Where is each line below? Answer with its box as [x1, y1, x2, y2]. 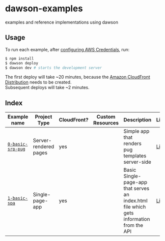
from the [123, 222, 143, 229]
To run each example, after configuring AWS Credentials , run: [5, 46, 130, 52]
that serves [123, 185, 150, 192]
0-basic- [7, 141, 28, 147]
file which [123, 204, 146, 211]
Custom [96, 114, 115, 120]
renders [123, 140, 141, 147]
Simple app [123, 128, 150, 135]
